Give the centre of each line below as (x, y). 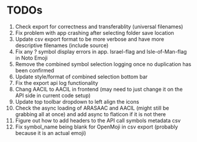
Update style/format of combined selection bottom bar (81, 77)
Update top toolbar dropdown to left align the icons (77, 101)
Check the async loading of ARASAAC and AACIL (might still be (92, 108)
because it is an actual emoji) (51, 133)
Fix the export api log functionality (57, 82)
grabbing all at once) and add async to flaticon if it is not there (91, 114)
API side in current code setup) (53, 95)
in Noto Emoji (31, 58)
